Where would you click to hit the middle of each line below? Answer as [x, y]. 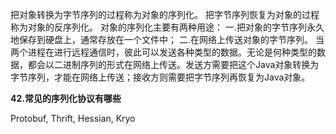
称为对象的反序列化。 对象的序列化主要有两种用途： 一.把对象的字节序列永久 [167, 27]
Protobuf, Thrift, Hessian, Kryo [73, 118]
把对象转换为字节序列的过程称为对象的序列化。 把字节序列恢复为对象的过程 [165, 14]
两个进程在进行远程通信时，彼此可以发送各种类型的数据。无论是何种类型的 [163, 52]
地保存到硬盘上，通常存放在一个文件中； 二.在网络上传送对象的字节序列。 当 [167, 39]
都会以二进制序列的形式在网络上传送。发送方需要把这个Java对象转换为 [173, 64]
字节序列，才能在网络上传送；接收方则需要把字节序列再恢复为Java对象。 [160, 77]
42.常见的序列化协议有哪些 [66, 98]
